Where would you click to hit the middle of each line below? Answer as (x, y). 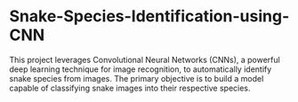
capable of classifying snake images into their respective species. (130, 88)
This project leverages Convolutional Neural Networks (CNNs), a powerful (145, 59)
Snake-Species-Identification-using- (149, 16)
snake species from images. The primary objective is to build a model (137, 78)
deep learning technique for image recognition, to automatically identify (141, 69)
